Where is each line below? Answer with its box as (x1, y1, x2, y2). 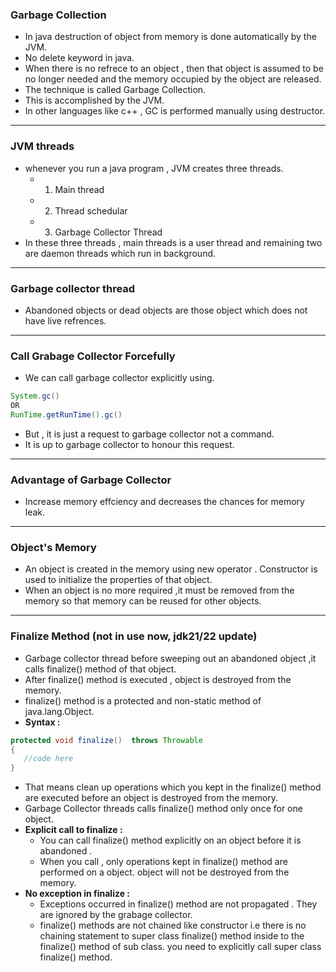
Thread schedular (54, 204, 128, 217)
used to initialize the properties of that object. (24, 574, 213, 586)
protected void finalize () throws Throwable (10, 735, 203, 745)
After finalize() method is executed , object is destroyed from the (24, 673, 292, 685)
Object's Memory (10, 541, 97, 555)
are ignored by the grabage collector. (39, 909, 193, 921)
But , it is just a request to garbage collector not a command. (24, 428, 275, 440)
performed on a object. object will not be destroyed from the (39, 866, 290, 878)
